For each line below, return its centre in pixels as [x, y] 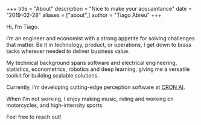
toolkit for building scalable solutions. [53, 75]
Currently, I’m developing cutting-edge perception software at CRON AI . [96, 87]
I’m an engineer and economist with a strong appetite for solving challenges [101, 38]
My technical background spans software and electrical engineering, [92, 63]
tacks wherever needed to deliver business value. [68, 51]
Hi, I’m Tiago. [23, 27]
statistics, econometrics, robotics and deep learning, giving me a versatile [98, 69]
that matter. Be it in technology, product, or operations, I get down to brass [99, 45]
